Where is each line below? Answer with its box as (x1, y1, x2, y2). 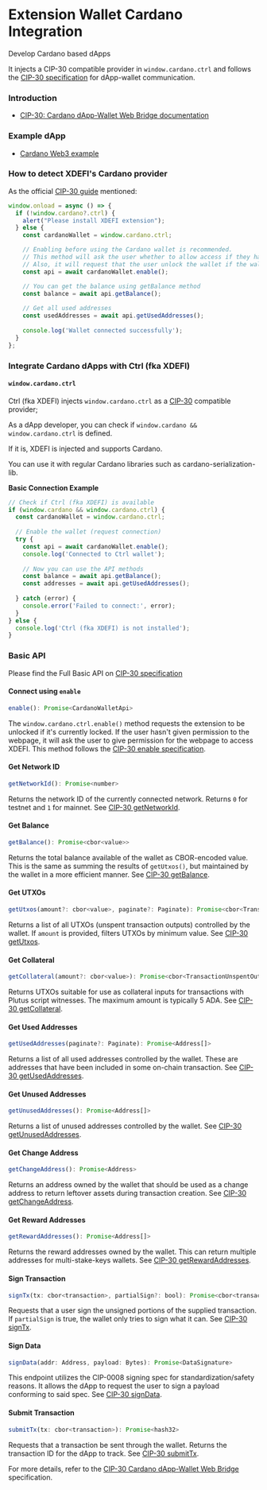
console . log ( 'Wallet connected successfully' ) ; (22, 326, 183, 335)
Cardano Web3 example (19, 149, 99, 158)
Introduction (8, 92, 57, 103)
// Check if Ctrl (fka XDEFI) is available (8, 499, 155, 506)
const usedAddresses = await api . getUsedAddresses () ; (22, 312, 204, 320)
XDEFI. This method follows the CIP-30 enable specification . (8, 743, 207, 753)
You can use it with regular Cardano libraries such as (8, 459, 181, 468)
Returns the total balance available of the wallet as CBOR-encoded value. (8, 852, 249, 862)
